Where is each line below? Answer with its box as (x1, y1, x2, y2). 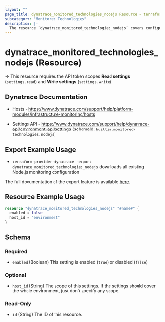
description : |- (5, 21, 38, 26)
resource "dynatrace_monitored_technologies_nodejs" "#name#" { (5, 206, 139, 211)
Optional (5, 271, 26, 278)
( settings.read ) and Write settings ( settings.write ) (5, 79, 111, 85)
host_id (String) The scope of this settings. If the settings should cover (12, 283, 156, 289)
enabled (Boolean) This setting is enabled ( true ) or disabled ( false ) (12, 259, 148, 265)
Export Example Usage (5, 146, 76, 154)
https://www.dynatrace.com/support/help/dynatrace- (41, 121, 150, 127)
